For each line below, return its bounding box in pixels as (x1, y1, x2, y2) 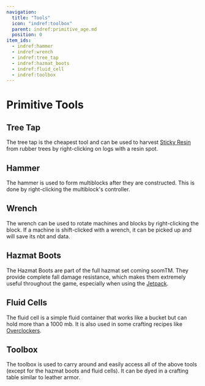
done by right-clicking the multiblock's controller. (6, 186, 130, 193)
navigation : (6, 9, 37, 15)
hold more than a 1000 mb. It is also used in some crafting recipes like (6, 320, 182, 328)
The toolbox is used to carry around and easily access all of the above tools (6, 361, 198, 368)
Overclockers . (6, 327, 42, 334)
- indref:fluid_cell (12, 66, 64, 72)
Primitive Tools (6, 98, 84, 112)
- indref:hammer (12, 44, 53, 50)
